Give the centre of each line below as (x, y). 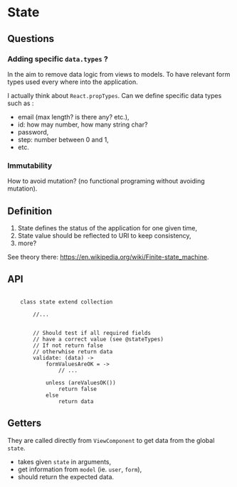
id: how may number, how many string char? (83, 124)
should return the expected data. (66, 476)
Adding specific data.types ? (58, 59)
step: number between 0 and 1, (63, 139)
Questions (31, 39)
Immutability (30, 166)
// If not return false (68, 346)
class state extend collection (67, 302)
